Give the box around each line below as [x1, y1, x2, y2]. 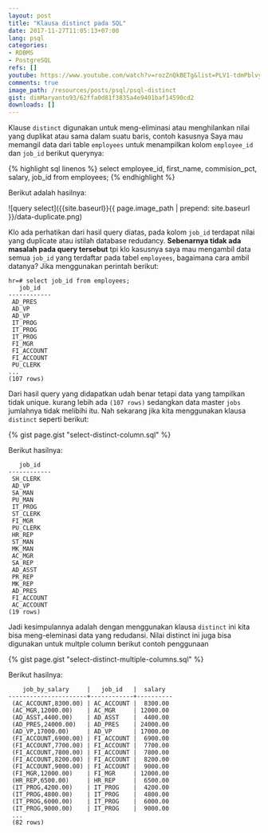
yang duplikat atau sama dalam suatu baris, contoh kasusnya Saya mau [8, 131, 243, 141]
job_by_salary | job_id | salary [22, 686, 166, 694]
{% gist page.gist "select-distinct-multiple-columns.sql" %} [8, 655, 204, 664]
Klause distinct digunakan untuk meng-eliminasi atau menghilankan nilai [8, 123, 250, 133]
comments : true [8, 78, 59, 86]
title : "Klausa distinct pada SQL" [8, 19, 127, 27]
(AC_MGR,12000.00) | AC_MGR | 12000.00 [11, 707, 170, 715]
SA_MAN [11, 489, 34, 497]
